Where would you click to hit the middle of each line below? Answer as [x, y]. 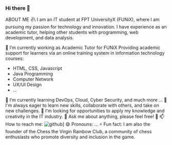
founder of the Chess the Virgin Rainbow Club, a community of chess [79, 132]
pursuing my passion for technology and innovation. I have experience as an [86, 27]
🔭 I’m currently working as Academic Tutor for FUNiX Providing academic [83, 47]
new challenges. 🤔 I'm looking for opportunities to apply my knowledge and [85, 111]
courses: [15, 59]
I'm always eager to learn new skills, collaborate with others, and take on [82, 105]
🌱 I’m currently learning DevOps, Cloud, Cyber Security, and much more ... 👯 [86, 100]
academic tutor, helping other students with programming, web [72, 32]
